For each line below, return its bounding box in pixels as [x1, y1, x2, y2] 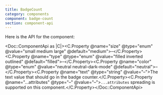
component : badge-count [5, 16, 54, 21]
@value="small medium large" [5, 48, 66, 54]
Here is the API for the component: [5, 34, 75, 40]
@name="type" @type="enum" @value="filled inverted [31, 54, 143, 60]
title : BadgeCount [5, 7, 42, 12]
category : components [5, 12, 49, 16]
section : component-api [5, 20, 54, 26]
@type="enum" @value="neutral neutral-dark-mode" [5, 64, 113, 70]
